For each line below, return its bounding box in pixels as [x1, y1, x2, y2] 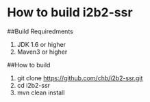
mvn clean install [16, 88, 65, 97]
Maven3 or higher [16, 48, 68, 56]
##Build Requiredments [7, 27, 73, 35]
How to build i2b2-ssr [7, 5, 133, 20]
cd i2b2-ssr [16, 81, 50, 89]
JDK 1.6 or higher [16, 40, 66, 48]
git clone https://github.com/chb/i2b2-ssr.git [16, 73, 143, 82]
